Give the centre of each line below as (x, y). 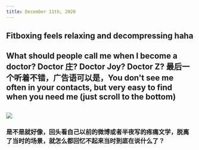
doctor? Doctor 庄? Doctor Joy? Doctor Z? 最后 (94, 67)
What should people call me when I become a (92, 56)
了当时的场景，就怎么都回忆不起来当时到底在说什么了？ (85, 140)
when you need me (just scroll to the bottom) (91, 97)
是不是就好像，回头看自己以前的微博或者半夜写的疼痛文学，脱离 (98, 132)
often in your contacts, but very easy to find (89, 88)
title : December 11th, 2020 (41, 12)
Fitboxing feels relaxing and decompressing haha (100, 36)
